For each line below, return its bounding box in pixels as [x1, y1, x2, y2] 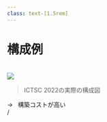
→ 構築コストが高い [7, 100, 66, 108]
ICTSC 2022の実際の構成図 [23, 86, 101, 94]
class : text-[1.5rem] [7, 10, 69, 17]
